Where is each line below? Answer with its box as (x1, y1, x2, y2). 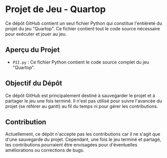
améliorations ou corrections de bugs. (5, 147, 85, 153)
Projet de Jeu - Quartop (5, 4, 106, 15)
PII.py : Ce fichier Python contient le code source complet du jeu (12, 59, 149, 65)
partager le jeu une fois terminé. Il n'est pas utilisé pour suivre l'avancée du (5, 97, 162, 104)
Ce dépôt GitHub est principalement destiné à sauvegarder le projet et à (5, 92, 155, 98)
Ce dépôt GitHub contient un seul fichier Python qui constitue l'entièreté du (5, 20, 162, 26)
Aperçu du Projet (5, 45, 60, 54)
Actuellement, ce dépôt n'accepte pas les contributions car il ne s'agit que (5, 131, 160, 137)
